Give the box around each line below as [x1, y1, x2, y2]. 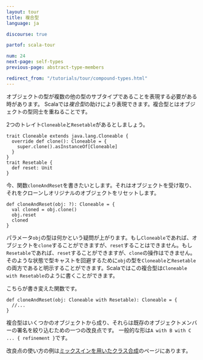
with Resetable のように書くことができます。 [6, 271, 118, 279]
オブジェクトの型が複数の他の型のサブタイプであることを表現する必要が [6, 92, 187, 100]
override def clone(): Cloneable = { [12, 138, 107, 144]
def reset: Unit [12, 165, 53, 171]
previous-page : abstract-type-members [6, 64, 104, 70]
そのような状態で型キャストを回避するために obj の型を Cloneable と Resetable [6, 256, 196, 264]
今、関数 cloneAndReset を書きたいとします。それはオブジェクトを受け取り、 [6, 182, 195, 189]
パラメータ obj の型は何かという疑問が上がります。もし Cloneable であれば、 [6, 234, 192, 241]
